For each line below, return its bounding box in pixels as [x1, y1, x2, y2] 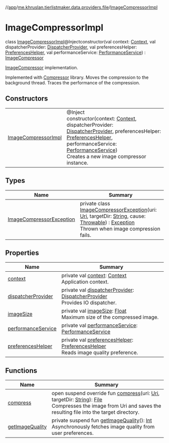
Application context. [61, 278, 109, 285]
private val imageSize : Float [61, 308, 127, 315]
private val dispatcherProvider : [61, 286, 134, 293]
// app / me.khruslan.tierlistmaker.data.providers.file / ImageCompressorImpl [5, 5, 158, 10]
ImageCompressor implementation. [5, 64, 78, 70]
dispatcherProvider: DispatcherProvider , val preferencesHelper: [5, 44, 137, 50]
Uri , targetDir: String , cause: [79, 212, 146, 219]
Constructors [5, 94, 48, 103]
